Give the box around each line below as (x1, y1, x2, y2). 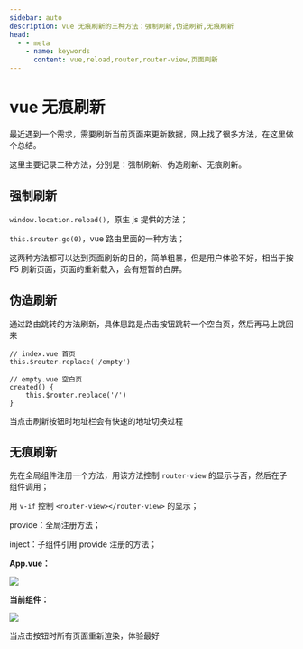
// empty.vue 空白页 (9, 374, 83, 384)
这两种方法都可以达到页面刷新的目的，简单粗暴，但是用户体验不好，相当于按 (9, 252, 294, 263)
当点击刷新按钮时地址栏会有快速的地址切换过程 (9, 415, 183, 426)
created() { (9, 382, 54, 391)
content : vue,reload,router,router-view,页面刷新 (32, 55, 218, 64)
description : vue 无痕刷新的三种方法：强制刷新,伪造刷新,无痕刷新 (9, 22, 234, 31)
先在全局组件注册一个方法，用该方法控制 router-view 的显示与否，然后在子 (9, 470, 288, 481)
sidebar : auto (9, 13, 63, 23)
